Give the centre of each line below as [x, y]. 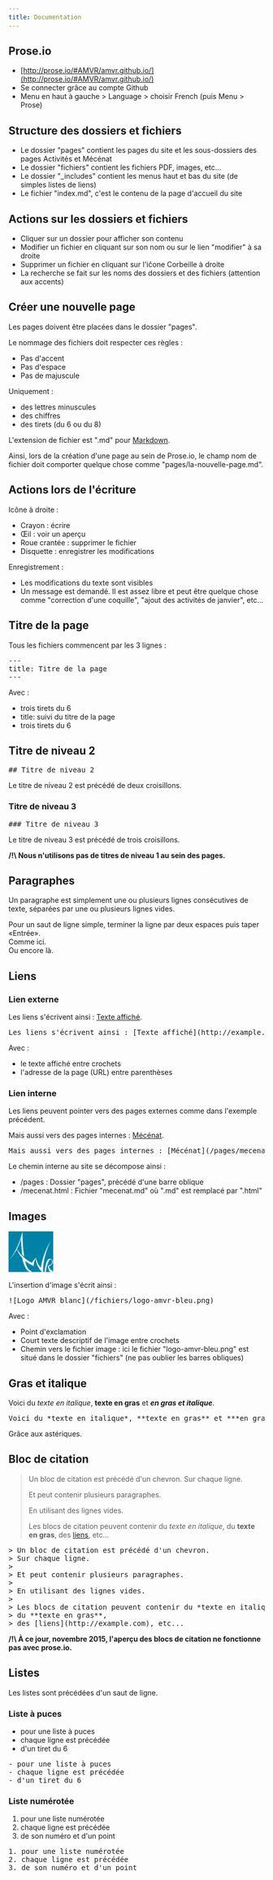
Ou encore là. [31, 951]
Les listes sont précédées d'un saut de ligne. [83, 1692]
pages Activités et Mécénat [66, 159]
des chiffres [40, 415]
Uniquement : [31, 391]
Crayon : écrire [45, 525]
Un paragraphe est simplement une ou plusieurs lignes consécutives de [129, 900]
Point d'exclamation [53, 1332]
